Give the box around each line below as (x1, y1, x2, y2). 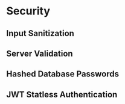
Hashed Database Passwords (6, 69, 120, 79)
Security (6, 4, 50, 18)
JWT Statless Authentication (6, 89, 118, 100)
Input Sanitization (6, 28, 74, 38)
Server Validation (6, 48, 74, 58)
